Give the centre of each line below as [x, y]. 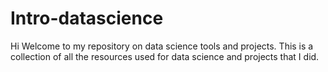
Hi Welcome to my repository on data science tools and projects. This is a [162, 46]
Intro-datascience [87, 18]
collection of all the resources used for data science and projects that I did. [165, 56]
